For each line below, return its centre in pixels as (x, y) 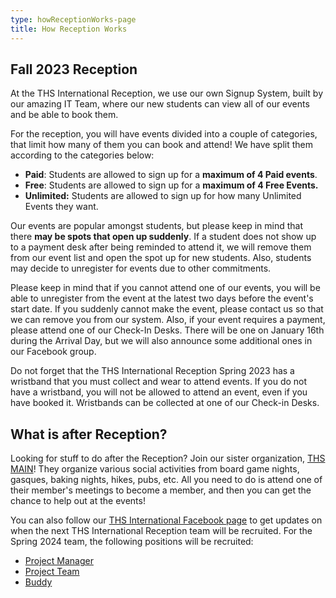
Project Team (52, 572)
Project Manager (59, 561)
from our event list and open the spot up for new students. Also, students (161, 258)
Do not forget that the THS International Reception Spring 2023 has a (152, 371)
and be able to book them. (64, 115)
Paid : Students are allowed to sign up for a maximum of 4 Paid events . (171, 175)
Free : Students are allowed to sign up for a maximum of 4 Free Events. (171, 185)
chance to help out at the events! (78, 501)
